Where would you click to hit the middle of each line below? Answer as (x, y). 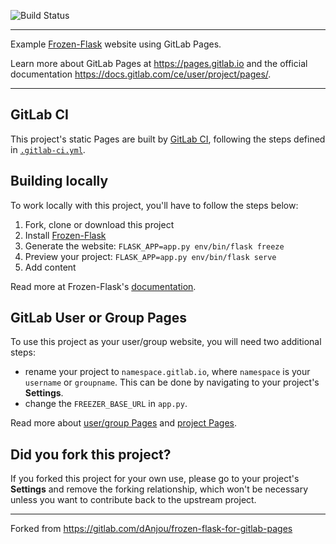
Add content (50, 267)
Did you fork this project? (91, 454)
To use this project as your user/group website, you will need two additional (166, 342)
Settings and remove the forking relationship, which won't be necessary (159, 489)
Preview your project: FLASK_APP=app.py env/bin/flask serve (150, 256)
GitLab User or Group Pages (99, 318)
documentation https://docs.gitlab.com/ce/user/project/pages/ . (141, 74)
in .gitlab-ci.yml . (48, 149)
